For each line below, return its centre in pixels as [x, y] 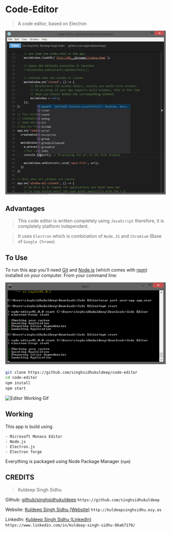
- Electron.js [20, 447]
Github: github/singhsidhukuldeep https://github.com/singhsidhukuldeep [82, 499]
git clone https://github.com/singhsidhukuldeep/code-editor [72, 372]
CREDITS [20, 478]
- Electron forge [24, 452]
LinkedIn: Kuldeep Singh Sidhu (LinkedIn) [48, 519]
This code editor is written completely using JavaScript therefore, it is [91, 221]
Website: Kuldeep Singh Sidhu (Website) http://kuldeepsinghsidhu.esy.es [83, 510]
